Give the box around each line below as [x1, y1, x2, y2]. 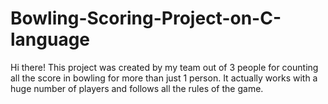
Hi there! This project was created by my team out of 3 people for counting [10, 61, 319, 73]
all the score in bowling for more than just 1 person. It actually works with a [10, 72, 318, 84]
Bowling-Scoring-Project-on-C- [10, 7, 282, 30]
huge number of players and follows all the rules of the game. [10, 82, 264, 94]
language [10, 28, 91, 51]
